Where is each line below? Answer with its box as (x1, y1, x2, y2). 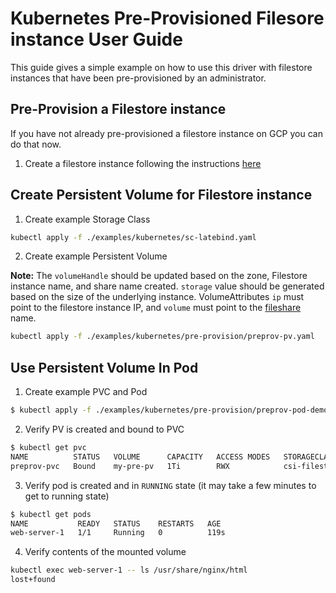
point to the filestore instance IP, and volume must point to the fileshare (10, 302, 302, 314)
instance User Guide (10, 28, 183, 51)
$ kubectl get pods (10, 509, 92, 519)
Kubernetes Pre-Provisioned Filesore (10, 7, 325, 30)
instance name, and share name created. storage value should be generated (10, 280, 325, 292)
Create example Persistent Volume (24, 250, 168, 262)
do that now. (10, 138, 62, 150)
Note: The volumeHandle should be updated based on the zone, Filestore (10, 270, 308, 282)
